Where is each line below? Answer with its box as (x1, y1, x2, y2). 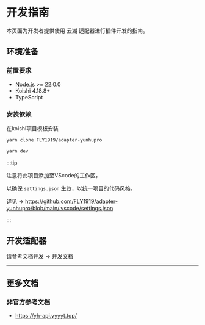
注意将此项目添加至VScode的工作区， (6, 171, 101, 179)
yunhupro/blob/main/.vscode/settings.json (6, 204, 113, 212)
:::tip (6, 159, 18, 166)
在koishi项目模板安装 (6, 124, 59, 132)
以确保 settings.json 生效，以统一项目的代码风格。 (6, 184, 136, 192)
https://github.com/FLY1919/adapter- (25, 198, 118, 205)
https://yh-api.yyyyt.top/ (15, 312, 77, 320)
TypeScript (15, 93, 43, 101)
